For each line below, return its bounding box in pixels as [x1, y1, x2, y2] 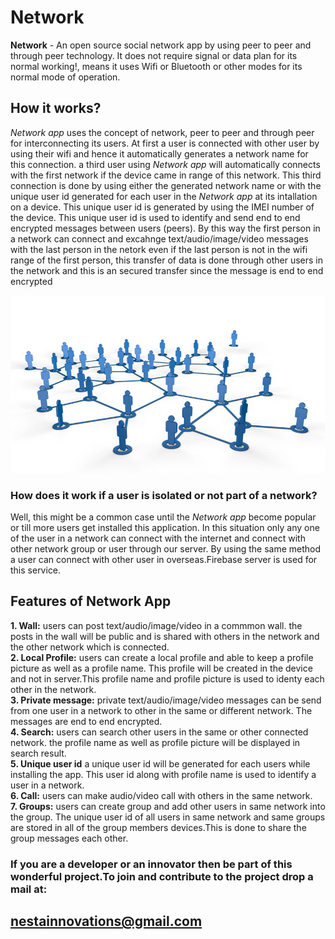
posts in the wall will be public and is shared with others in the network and [10, 630, 320, 642]
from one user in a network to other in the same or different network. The [10, 704, 313, 716]
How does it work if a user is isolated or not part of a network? [10, 488, 318, 502]
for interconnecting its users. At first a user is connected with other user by [10, 137, 320, 149]
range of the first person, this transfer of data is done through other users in [10, 254, 323, 266]
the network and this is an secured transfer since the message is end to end [10, 264, 324, 276]
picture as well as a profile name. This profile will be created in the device [10, 662, 313, 674]
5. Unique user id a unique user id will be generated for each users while [10, 757, 311, 770]
